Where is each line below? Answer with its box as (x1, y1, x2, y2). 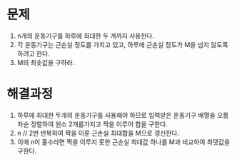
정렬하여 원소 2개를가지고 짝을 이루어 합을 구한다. (30, 119, 168, 128)
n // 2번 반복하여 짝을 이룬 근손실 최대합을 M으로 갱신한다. (16, 128, 180, 137)
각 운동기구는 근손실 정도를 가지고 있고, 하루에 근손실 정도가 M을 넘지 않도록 (16, 40, 228, 49)
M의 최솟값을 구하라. (16, 58, 75, 66)
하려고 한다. (16, 49, 51, 58)
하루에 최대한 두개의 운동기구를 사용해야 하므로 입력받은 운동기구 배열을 (16, 111, 216, 119)
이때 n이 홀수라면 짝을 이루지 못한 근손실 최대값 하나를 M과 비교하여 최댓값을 (16, 137, 231, 146)
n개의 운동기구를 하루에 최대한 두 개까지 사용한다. (16, 31, 155, 40)
